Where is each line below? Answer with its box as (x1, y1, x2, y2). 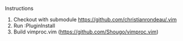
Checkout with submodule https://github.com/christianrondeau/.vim (13, 16, 177, 23)
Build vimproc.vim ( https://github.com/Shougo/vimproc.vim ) (13, 28, 158, 35)
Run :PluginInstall (13, 23, 56, 29)
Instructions (5, 5, 34, 12)
